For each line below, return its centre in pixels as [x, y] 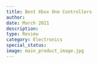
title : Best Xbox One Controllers [49, 12]
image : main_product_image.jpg [45, 51]
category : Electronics [34, 40]
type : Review [22, 34]
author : [16, 17]
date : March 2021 [28, 23]
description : [22, 28]
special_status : [26, 46]
